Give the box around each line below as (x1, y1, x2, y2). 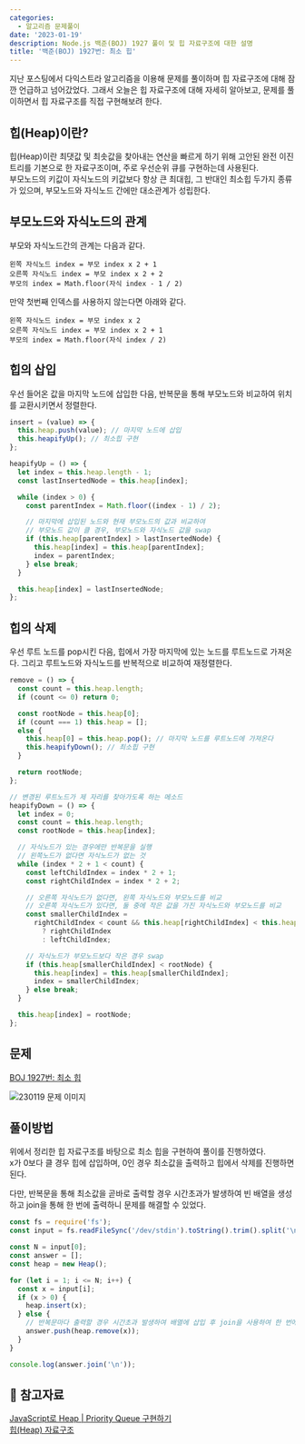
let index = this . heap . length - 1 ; (17, 467, 152, 477)
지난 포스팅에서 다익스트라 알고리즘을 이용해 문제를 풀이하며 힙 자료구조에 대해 (9, 74, 286, 85)
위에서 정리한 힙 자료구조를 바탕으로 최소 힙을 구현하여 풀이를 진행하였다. (9, 1146, 266, 1157)
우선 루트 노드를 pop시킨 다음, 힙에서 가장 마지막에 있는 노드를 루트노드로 (9, 646, 269, 657)
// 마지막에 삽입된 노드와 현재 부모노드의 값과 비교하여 (25, 517, 206, 527)
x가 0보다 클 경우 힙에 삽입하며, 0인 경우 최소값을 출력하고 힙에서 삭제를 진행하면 (9, 1158, 295, 1169)
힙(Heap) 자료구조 (9, 1424, 74, 1436)
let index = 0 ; (17, 810, 75, 819)
